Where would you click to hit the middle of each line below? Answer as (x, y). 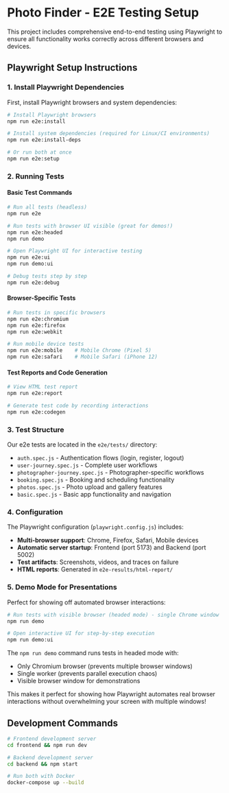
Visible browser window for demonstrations (79, 681)
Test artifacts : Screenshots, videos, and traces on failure (98, 562)
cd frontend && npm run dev (47, 745)
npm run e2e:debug (33, 283)
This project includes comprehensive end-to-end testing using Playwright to (115, 32)
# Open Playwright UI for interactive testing (75, 251)
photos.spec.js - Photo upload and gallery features (89, 487)
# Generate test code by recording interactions (78, 406)
